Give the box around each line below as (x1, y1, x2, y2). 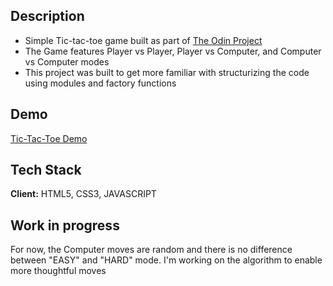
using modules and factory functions (24, 77, 177, 89)
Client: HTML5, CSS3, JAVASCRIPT (10, 188, 157, 200)
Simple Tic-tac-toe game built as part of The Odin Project (24, 34, 263, 46)
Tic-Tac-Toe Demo (10, 132, 88, 144)
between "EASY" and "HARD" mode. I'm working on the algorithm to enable (10, 254, 323, 266)
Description (10, 8, 85, 25)
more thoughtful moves (10, 265, 107, 277)
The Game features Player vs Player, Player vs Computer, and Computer (24, 45, 322, 57)
